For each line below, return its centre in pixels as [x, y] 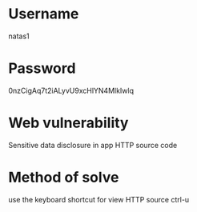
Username [44, 14]
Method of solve [64, 178]
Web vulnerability [68, 123]
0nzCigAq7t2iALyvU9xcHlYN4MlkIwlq [71, 90]
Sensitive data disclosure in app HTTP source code [93, 145]
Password [42, 68]
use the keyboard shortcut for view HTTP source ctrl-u [99, 199]
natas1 [19, 36]
